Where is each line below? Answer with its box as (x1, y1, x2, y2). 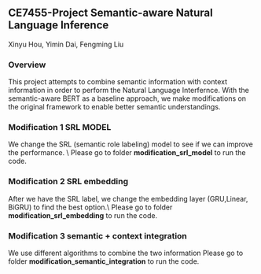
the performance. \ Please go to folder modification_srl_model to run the (8, 148, 246, 157)
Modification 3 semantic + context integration (8, 230, 187, 241)
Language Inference (8, 19, 109, 32)
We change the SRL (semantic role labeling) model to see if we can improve (8, 139, 253, 149)
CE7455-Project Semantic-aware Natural (8, 6, 214, 20)
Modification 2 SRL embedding (8, 176, 128, 187)
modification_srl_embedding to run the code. (8, 210, 158, 220)
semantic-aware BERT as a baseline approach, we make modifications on (8, 94, 246, 103)
